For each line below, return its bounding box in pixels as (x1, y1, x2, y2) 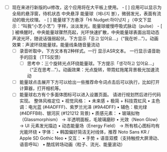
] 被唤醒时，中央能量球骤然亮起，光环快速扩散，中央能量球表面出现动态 (11, 29, 159, 35)
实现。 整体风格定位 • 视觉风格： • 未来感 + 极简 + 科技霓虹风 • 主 (19, 98, 156, 104)
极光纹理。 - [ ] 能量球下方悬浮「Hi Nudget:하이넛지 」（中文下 (20, 17, 147, 23)
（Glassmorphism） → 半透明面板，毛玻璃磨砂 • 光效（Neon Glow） (19, 117, 160, 123)
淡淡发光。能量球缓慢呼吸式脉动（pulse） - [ (70, 23, 162, 29)
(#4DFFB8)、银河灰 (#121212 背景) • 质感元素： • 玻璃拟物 (19, 110, 140, 116)
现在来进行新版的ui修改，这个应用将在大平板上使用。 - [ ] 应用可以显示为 (11, 4, 162, 10)
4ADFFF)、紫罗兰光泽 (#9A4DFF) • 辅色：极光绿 (46, 104, 147, 110)
